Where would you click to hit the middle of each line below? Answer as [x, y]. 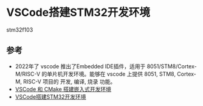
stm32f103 [20, 30]
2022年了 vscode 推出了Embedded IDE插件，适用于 [80, 66]
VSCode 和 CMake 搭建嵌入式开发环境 [63, 89]
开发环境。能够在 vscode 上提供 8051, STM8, [119, 74]
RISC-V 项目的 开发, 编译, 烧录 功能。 [70, 81]
